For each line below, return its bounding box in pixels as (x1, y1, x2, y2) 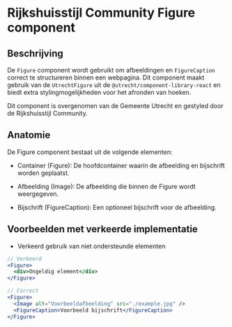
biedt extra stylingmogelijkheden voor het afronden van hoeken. (7, 89, 192, 96)
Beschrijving (7, 47, 64, 59)
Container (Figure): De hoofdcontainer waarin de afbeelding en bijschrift (17, 161, 225, 169)
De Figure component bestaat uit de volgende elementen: (7, 148, 173, 156)
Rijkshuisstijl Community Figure (7, 5, 196, 21)
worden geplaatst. (17, 169, 70, 177)
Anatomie (7, 129, 51, 141)
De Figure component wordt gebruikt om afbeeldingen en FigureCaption (7, 66, 215, 74)
